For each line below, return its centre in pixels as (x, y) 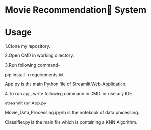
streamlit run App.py (26, 103)
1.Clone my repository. (28, 46)
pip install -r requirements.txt (34, 75)
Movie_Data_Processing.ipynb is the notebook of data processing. (72, 113)
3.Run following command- (32, 65)
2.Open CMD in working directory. (40, 55)
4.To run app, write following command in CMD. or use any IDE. (69, 94)
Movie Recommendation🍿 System (76, 10)
